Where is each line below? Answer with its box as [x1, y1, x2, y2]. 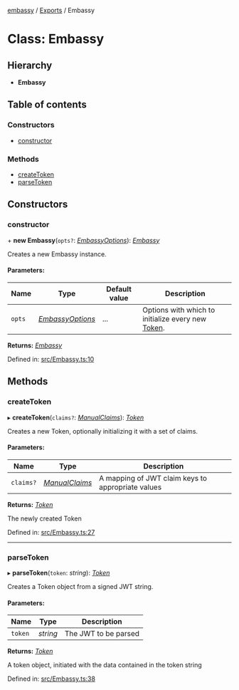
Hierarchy [7, 59, 53, 71]
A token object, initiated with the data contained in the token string [7, 661, 202, 669]
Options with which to [142, 305, 216, 315]
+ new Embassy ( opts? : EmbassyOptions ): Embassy [7, 236, 160, 244]
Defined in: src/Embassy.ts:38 [7, 674, 96, 683]
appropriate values [98, 482, 162, 492]
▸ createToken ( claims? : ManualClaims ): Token [7, 413, 144, 422]
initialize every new [142, 313, 207, 323]
